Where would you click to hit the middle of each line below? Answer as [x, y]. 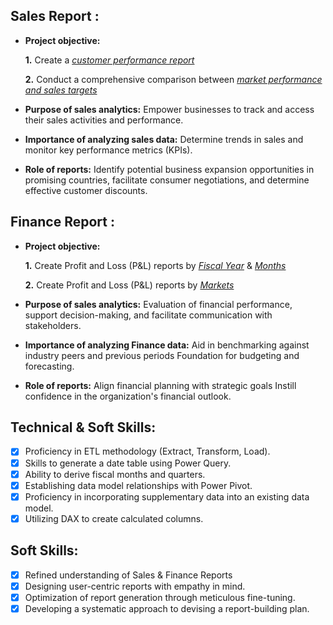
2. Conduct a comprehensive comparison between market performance [173, 79]
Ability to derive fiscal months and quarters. [115, 474]
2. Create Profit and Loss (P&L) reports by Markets [129, 285]
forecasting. [49, 366]
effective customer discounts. [86, 190]
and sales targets [61, 90]
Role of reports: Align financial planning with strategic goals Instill [160, 385]
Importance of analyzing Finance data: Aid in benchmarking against [167, 345]
